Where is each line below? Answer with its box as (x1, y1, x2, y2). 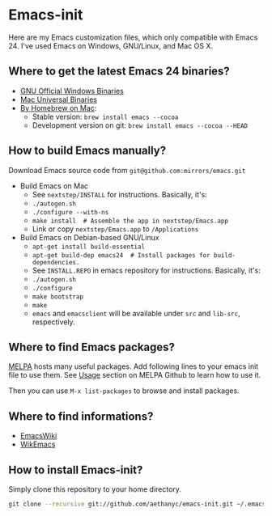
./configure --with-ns (32, 208, 109, 216)
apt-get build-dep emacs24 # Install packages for (32, 251, 210, 260)
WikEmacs (19, 439, 56, 450)
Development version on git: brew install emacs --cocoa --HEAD (32, 120, 249, 130)
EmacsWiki (19, 431, 57, 441)
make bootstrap (32, 293, 83, 301)
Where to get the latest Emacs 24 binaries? (8, 65, 231, 78)
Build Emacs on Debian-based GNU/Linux (19, 232, 159, 242)
